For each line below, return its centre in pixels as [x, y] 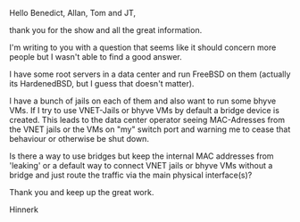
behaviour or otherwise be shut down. [79, 139]
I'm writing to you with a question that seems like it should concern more [143, 47]
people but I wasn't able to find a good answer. [96, 57]
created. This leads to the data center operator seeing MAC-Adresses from [147, 120]
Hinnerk [24, 210]
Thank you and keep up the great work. [82, 192]
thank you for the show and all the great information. [106, 30]
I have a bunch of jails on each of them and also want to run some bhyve [143, 101]
